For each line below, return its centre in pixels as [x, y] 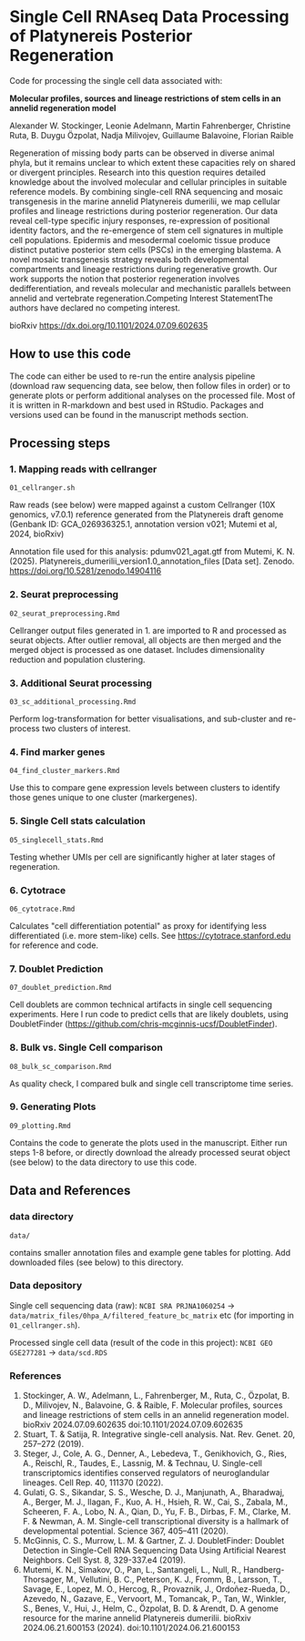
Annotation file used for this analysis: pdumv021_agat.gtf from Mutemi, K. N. [152, 552]
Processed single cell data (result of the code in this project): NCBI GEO [141, 1342]
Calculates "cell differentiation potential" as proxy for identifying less [138, 925]
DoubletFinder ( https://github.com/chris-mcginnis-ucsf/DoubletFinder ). [143, 1024]
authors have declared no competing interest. [95, 308]
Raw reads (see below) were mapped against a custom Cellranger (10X [142, 505]
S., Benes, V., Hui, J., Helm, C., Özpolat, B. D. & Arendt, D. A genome [151, 1608]
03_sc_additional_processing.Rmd [73, 702]
